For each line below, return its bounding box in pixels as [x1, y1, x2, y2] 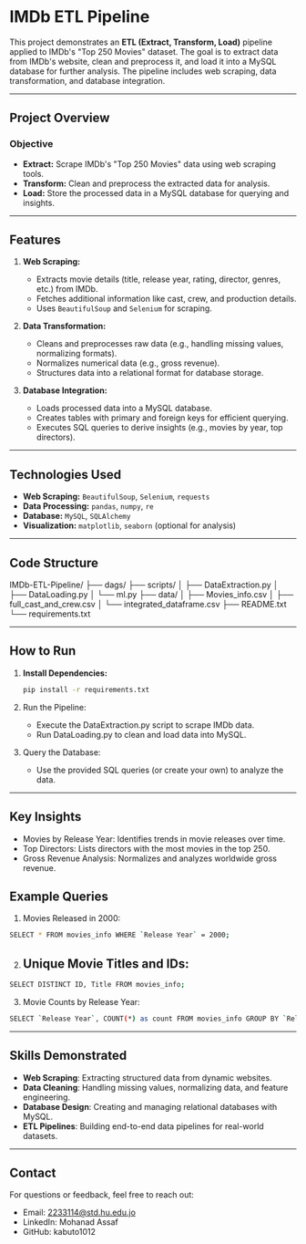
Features [9, 233, 61, 248]
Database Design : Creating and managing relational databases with [22, 1101, 278, 1112]
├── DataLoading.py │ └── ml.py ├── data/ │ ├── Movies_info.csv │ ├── [9, 589, 294, 600]
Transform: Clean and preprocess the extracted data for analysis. [22, 178, 270, 189]
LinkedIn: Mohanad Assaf [22, 1217, 118, 1228]
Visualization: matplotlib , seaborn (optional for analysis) [22, 520, 237, 531]
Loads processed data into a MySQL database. [36, 403, 212, 414]
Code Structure [9, 555, 98, 571]
